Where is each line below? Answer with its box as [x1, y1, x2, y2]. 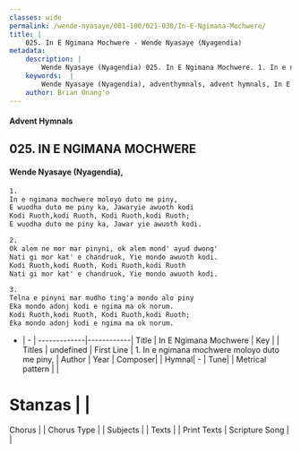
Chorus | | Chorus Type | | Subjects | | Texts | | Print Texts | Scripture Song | [9, 424, 289, 435]
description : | [25, 55, 82, 64]
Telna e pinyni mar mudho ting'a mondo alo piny [9, 294, 194, 303]
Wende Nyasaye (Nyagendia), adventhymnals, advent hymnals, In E [41, 80, 291, 89]
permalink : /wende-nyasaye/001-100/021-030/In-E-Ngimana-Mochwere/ [9, 21, 267, 30]
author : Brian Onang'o [25, 88, 110, 97]
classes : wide [9, 13, 63, 22]
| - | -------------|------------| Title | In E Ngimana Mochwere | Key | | [21, 335, 279, 346]
